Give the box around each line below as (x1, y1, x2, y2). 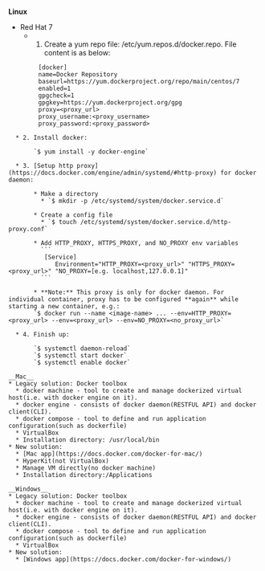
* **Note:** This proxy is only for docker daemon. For (33, 288, 225, 296)
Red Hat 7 (19, 22, 53, 31)
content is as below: (43, 48, 111, 57)
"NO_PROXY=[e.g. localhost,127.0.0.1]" (55, 267, 189, 275)
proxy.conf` (8, 225, 48, 233)
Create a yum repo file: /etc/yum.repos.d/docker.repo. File (43, 39, 237, 49)
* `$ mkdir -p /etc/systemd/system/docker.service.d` (40, 197, 225, 205)
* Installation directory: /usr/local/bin (15, 436, 160, 444)
